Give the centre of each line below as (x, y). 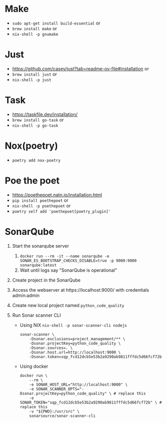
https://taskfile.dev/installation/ (45, 114)
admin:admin (26, 295)
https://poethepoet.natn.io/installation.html (57, 195)
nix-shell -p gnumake (35, 34)
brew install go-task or (38, 120)
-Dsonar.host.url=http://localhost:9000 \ (75, 352)
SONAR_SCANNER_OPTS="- (60, 389)
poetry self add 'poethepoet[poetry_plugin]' (61, 212)
